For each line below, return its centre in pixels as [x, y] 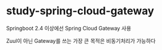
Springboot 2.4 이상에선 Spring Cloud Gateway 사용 [69, 28]
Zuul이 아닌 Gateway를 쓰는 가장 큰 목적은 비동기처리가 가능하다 [81, 40]
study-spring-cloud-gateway [80, 11]
